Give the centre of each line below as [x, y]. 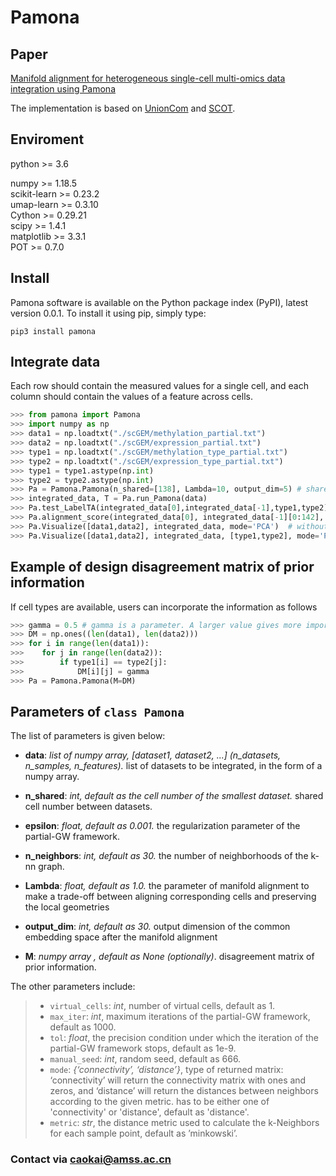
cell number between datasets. [88, 807]
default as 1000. [83, 1027]
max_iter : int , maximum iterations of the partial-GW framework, [180, 1017]
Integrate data [55, 362]
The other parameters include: [73, 987]
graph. [51, 867]
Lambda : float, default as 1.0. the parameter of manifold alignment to [167, 886]
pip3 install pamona [53, 331]
